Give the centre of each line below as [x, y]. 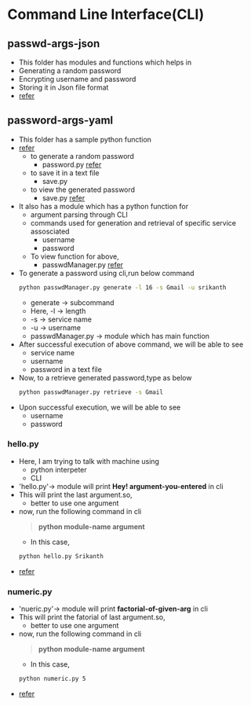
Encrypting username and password [77, 79]
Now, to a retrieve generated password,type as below [105, 377]
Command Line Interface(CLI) [106, 15]
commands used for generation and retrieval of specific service [133, 222]
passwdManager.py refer [82, 264]
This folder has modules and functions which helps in [105, 62]
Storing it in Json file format [64, 87]
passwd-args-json [54, 44]
